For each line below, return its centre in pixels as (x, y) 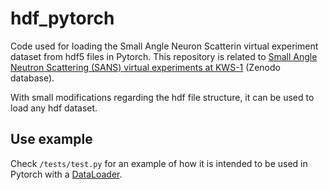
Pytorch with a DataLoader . (66, 174)
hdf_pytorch (62, 18)
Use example (51, 139)
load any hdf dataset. (54, 108)
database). (32, 78)
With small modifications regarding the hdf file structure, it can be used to (162, 97)
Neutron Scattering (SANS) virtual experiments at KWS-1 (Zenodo (145, 67)
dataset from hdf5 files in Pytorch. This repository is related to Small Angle (164, 56)
